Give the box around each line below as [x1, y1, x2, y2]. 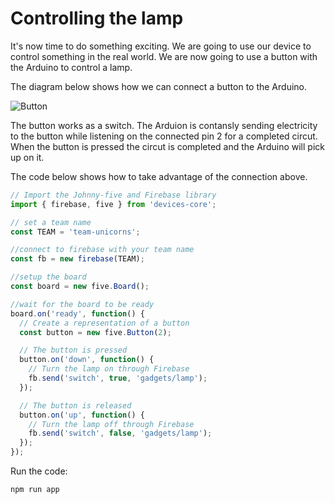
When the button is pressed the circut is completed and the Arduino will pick [10, 140, 325, 152]
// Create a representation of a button [19, 318, 190, 328]
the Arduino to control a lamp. [10, 61, 133, 73]
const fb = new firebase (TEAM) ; [10, 254, 145, 264]
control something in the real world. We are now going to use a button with [10, 50, 318, 62]
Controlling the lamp [10, 7, 184, 30]
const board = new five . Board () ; [10, 282, 150, 292]
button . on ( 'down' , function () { [19, 355, 155, 365]
